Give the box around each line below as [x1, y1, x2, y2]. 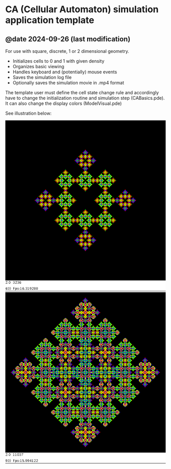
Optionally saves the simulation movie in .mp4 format [12, 80, 125, 86]
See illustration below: [5, 111, 52, 116]
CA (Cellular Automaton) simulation [5, 4, 159, 15]
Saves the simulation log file [12, 74, 72, 80]
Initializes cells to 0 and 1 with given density [12, 58, 105, 64]
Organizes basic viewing [12, 64, 65, 69]
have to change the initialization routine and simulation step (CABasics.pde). [5, 95, 165, 101]
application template [5, 14, 95, 26]
